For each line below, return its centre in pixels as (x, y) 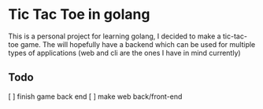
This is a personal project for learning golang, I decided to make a (115, 36)
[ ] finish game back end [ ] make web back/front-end (95, 96)
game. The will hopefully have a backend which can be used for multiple (138, 44)
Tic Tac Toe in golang (79, 15)
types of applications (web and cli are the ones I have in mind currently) (125, 53)
